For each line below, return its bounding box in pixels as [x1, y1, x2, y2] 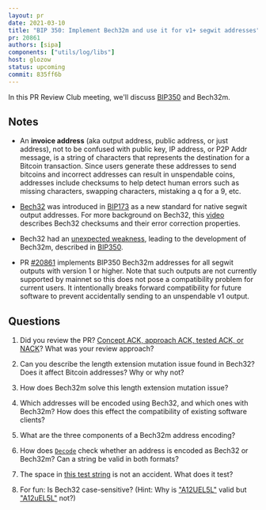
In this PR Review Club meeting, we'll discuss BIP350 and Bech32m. [8, 92, 231, 101]
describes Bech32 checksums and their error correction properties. [19, 219, 241, 228]
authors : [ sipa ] [8, 41, 62, 49]
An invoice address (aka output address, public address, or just [19, 136, 228, 146]
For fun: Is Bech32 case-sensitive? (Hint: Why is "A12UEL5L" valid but [19, 485, 247, 495]
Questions [8, 314, 61, 328]
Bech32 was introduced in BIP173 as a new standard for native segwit [19, 202, 248, 211]
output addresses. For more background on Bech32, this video [19, 211, 225, 220]
